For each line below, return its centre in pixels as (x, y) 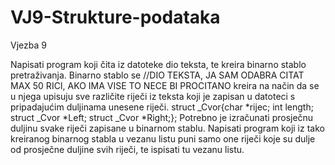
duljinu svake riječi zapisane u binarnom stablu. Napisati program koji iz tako (167, 128)
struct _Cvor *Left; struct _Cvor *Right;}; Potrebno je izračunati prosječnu (162, 117)
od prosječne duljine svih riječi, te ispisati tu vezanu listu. (127, 149)
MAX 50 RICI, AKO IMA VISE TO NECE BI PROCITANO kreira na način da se (165, 85)
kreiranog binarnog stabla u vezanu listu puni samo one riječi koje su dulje (163, 138)
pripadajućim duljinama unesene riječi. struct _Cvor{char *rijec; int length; (162, 107)
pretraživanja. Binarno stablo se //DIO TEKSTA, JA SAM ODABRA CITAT (157, 75)
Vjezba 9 (28, 45)
